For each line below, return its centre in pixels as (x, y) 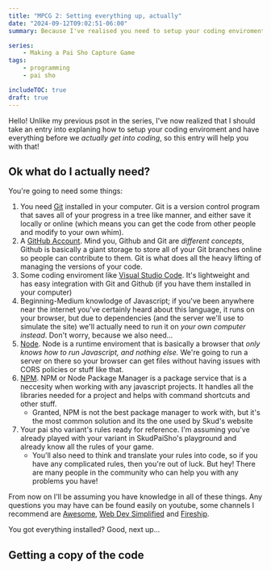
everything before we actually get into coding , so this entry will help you (128, 137)
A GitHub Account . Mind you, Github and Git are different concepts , (132, 241)
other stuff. (38, 404)
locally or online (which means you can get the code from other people (138, 224)
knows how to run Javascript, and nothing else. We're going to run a (134, 353)
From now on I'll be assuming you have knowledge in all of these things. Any (135, 497)
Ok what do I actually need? (79, 172)
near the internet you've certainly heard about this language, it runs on (138, 310)
